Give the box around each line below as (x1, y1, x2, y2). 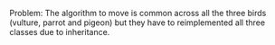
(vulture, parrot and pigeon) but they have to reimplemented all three (9, 17, 265, 28)
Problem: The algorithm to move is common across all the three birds (9, 8, 267, 18)
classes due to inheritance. (9, 27, 110, 37)
